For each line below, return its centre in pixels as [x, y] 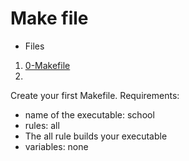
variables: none [56, 146]
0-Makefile [47, 65]
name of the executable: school [89, 114]
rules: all [42, 125]
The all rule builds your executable [96, 136]
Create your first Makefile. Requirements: [95, 95]
